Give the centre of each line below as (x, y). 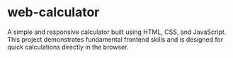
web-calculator (53, 12)
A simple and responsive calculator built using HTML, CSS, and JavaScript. (117, 32)
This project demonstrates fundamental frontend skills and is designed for (115, 39)
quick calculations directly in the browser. (68, 47)
